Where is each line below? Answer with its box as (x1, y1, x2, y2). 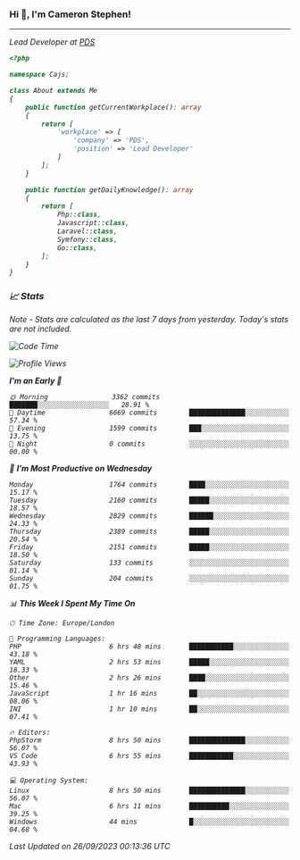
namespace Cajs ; (9, 71, 70, 79)
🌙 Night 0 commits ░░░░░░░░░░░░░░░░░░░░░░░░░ (9, 439, 290, 448)
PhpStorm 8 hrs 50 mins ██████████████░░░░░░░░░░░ (9, 736, 290, 745)
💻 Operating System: (9, 776, 89, 785)
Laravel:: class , (56, 227, 118, 236)
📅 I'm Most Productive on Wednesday (9, 463, 153, 473)
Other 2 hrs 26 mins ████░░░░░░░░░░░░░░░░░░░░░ (9, 673, 290, 682)
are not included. (9, 323, 72, 334)
